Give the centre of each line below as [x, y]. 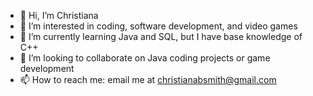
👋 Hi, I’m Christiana [59, 15]
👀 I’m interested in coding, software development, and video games [158, 26]
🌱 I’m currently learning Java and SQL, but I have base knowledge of [161, 36]
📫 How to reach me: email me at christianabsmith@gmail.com [148, 79]
